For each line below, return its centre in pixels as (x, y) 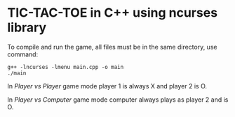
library (27, 28)
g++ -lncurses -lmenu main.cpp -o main (66, 67)
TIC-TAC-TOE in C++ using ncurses (113, 13)
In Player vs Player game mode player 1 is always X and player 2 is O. (107, 86)
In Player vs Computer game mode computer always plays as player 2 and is (118, 100)
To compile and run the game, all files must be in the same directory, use (112, 47)
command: (23, 54)
